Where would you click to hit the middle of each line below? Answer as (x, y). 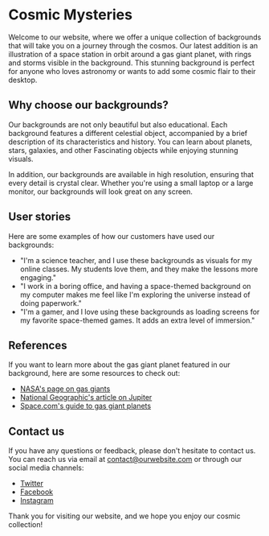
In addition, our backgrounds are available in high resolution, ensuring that (131, 174)
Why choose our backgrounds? (88, 105)
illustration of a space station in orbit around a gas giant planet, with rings (130, 54)
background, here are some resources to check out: (94, 373)
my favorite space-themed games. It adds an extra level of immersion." (137, 320)
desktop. (23, 80)
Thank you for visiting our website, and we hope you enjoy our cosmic (124, 516)
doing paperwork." (51, 303)
